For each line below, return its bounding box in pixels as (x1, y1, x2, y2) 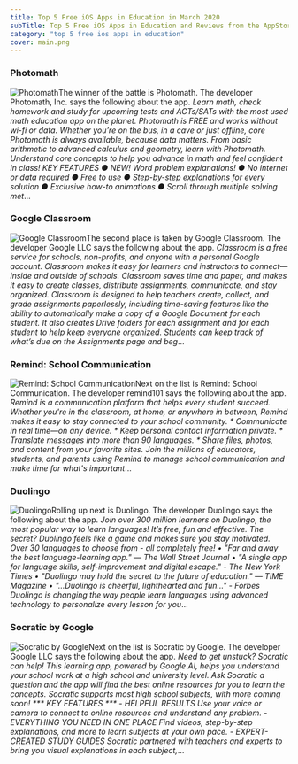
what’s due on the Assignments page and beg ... (10, 336, 185, 346)
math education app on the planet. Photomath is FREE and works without (10, 115, 278, 126)
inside (10, 270, 33, 281)
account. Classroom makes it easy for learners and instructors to (10, 260, 248, 271)
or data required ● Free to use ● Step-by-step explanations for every (10, 172, 265, 182)
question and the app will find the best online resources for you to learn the (10, 679, 286, 690)
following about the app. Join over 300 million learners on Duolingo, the (10, 514, 271, 525)
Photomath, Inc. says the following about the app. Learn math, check (10, 96, 262, 107)
